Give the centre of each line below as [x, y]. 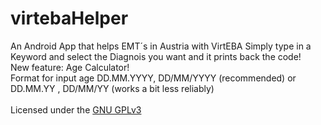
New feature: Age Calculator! [70, 67]
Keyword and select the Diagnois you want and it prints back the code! [156, 56]
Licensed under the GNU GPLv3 [76, 109]
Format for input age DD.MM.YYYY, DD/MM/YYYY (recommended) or [153, 78]
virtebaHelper [69, 18]
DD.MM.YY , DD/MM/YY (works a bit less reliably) [112, 88]
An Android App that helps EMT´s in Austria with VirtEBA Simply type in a [161, 46]
